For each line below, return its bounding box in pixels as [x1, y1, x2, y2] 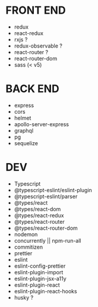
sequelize [14, 139, 38, 146]
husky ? [14, 294, 34, 301]
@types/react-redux [14, 212, 64, 219]
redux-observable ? [14, 42, 63, 49]
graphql [14, 127, 34, 134]
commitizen [14, 243, 43, 250]
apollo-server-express [14, 120, 69, 128]
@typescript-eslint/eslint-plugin [14, 186, 93, 193]
